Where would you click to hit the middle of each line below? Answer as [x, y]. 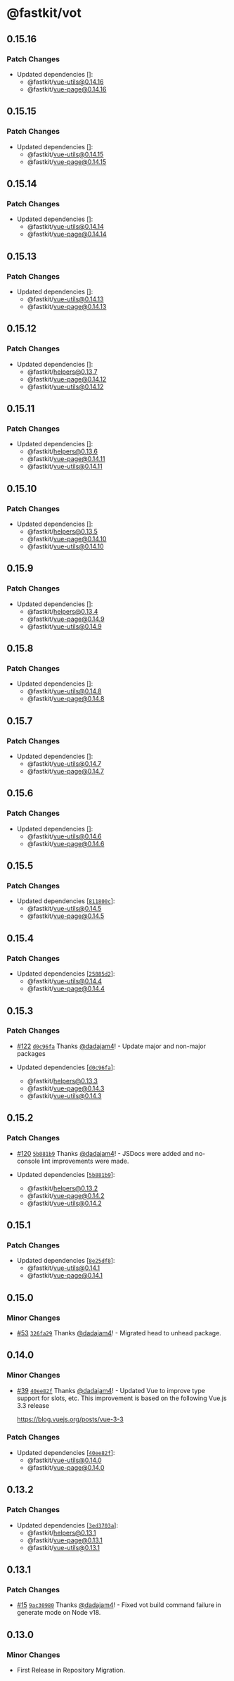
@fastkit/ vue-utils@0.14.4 [65, 981]
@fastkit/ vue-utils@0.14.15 [65, 154]
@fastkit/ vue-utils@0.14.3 [64, 1095]
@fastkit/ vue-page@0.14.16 [67, 89]
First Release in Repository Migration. [71, 1670]
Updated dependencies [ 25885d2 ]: [66, 974]
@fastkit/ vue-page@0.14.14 [67, 234]
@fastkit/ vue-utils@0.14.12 [65, 386]
